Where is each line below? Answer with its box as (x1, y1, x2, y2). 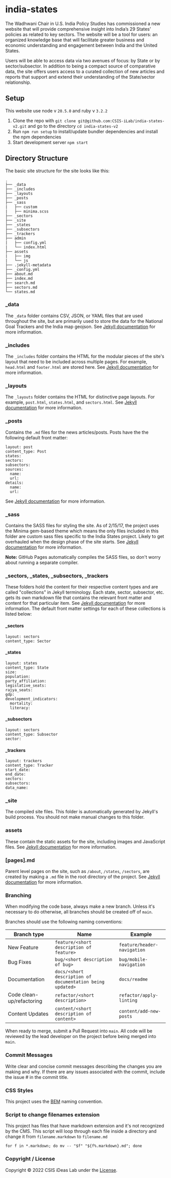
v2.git (12, 124, 27, 129)
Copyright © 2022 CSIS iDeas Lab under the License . (5, 1167, 118, 1173)
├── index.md (5, 276, 33, 281)
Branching (5, 891, 32, 899)
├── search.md (5, 280, 36, 286)
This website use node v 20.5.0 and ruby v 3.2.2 (5, 107, 108, 113)
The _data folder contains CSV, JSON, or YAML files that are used (5, 313, 143, 319)
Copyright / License (5, 1156, 55, 1163)
